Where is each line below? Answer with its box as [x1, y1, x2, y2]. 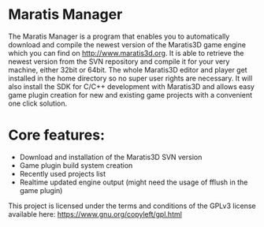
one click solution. [8, 99, 68, 108]
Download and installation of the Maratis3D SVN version [19, 152, 203, 162]
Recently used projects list [19, 169, 106, 178]
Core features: [8, 126, 105, 144]
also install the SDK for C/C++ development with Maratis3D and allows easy [8, 81, 255, 91]
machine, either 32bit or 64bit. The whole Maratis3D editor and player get [8, 65, 247, 74]
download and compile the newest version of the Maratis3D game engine [8, 39, 247, 49]
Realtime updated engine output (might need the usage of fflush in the [19, 177, 248, 187]
